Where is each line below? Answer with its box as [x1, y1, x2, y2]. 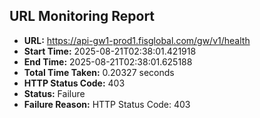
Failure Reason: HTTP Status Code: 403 [23, 98, 191, 110]
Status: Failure [23, 87, 86, 99]
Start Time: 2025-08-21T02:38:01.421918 [23, 45, 197, 57]
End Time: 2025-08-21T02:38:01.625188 [23, 55, 193, 68]
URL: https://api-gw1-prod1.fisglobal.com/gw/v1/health [23, 34, 251, 46]
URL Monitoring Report [9, 8, 156, 25]
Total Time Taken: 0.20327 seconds [23, 66, 175, 78]
